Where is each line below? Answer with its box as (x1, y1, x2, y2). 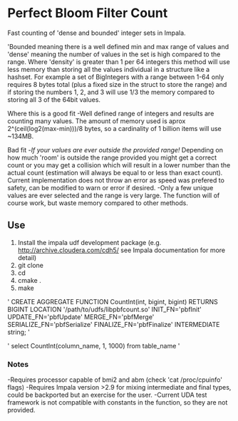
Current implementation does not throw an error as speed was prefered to (7, 176, 224, 184)
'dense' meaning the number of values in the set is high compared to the (7, 50, 221, 58)
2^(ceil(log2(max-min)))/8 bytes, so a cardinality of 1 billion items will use (7, 124, 222, 132)
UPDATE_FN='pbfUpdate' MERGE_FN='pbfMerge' (7, 312, 155, 321)
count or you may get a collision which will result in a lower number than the (7, 160, 231, 169)
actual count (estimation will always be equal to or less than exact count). (7, 168, 223, 177)
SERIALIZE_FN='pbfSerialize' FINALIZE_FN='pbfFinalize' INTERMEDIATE (7, 320, 220, 328)
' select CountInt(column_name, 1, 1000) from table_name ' (7, 341, 180, 350)
